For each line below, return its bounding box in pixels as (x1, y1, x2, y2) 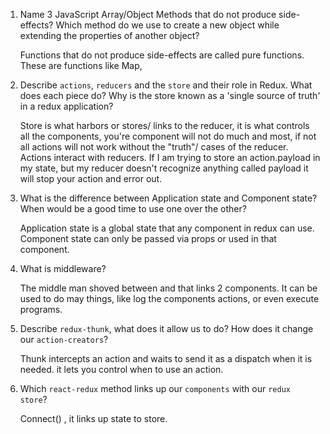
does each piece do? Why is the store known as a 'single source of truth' (19, 90, 321, 101)
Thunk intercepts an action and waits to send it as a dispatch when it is (19, 353, 313, 364)
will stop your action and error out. (19, 173, 163, 184)
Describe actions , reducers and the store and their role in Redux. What (19, 79, 313, 91)
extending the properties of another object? (19, 30, 200, 41)
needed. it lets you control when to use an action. (19, 364, 224, 375)
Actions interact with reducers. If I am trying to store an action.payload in (19, 152, 321, 163)
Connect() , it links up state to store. (19, 413, 168, 424)
